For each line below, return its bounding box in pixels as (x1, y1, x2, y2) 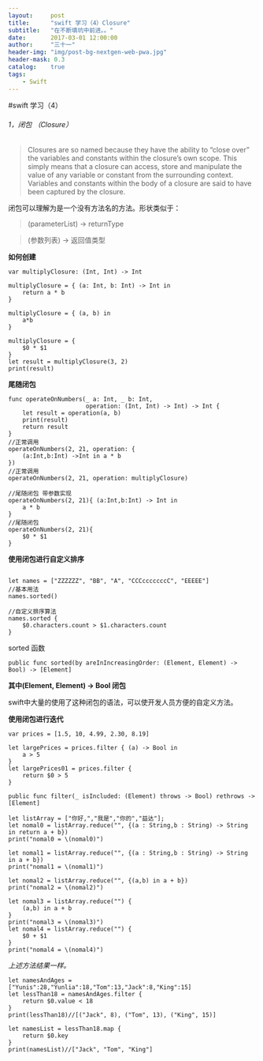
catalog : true (8, 63, 65, 71)
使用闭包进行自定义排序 (8, 554, 84, 563)
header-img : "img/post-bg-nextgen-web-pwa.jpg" (8, 48, 168, 56)
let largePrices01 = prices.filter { (8, 764, 132, 773)
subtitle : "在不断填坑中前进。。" (8, 26, 114, 34)
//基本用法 (8, 585, 39, 593)
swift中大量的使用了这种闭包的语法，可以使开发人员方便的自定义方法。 (8, 697, 238, 707)
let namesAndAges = (8, 976, 72, 984)
